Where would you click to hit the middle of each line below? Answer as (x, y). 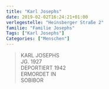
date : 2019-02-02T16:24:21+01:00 (47, 17)
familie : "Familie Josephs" (41, 28)
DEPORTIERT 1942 (43, 68)
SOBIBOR (32, 80)
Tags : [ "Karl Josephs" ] (35, 33)
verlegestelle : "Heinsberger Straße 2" (55, 22)
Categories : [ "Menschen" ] (38, 39)
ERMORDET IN (38, 74)
